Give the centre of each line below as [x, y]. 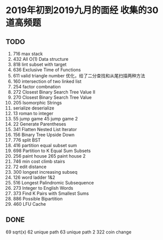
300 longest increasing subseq [45, 172]
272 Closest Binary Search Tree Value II [54, 92]
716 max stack [28, 54]
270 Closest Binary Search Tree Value [52, 97]
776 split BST [27, 140]
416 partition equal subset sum [45, 145]
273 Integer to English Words [43, 188]
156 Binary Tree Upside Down [44, 135]
